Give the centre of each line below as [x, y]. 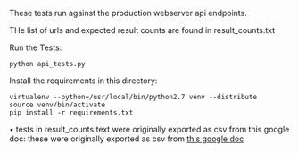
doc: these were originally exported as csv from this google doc [127, 139]
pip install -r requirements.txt [71, 113]
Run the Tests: [36, 47]
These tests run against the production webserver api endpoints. [128, 13]
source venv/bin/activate [57, 105]
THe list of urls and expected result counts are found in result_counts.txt [142, 30]
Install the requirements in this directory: [83, 81]
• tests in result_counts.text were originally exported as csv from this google [149, 129]
